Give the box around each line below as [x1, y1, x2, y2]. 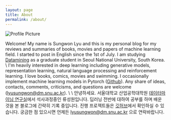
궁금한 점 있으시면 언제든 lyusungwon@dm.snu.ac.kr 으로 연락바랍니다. [20, 109, 165, 115]
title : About [5, 12, 33, 17]
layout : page [5, 7, 33, 13]
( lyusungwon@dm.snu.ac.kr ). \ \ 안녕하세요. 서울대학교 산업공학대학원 [5, 90, 148, 96]
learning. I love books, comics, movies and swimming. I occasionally [5, 73, 149, 79]
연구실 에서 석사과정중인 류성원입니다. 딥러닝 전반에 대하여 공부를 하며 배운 [14, 96, 162, 102]
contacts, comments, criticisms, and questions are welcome [5, 84, 132, 90]
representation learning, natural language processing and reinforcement [5, 68, 157, 74]
